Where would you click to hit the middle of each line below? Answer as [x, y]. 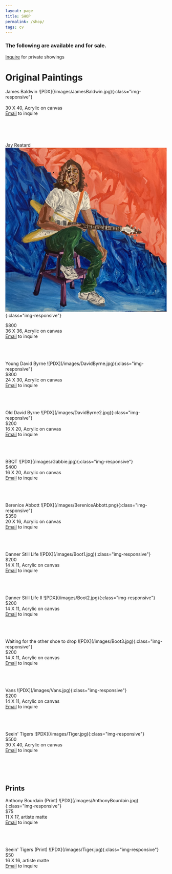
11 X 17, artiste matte [26, 817]
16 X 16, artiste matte [27, 861]
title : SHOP [18, 16]
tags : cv [15, 27]
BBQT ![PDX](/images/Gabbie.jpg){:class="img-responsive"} [69, 462]
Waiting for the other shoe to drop [41, 641]
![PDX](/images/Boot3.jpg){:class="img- [120, 641]
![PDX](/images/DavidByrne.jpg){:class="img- [95, 363]
